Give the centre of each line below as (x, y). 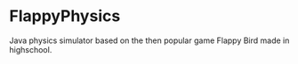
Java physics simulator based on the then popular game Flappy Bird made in (149, 40)
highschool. (31, 49)
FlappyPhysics (65, 16)
